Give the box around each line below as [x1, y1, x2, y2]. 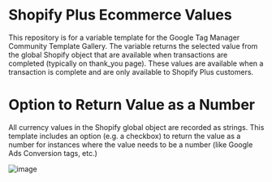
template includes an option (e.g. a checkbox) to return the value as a [8, 131, 241, 141]
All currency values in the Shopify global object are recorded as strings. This [8, 122, 265, 132]
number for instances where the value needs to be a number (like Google [8, 140, 253, 149]
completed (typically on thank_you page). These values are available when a [8, 58, 264, 68]
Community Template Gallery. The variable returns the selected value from [8, 41, 258, 50]
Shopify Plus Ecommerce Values [8, 6, 233, 24]
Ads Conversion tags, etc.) [8, 148, 97, 158]
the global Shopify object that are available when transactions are [8, 50, 228, 59]
